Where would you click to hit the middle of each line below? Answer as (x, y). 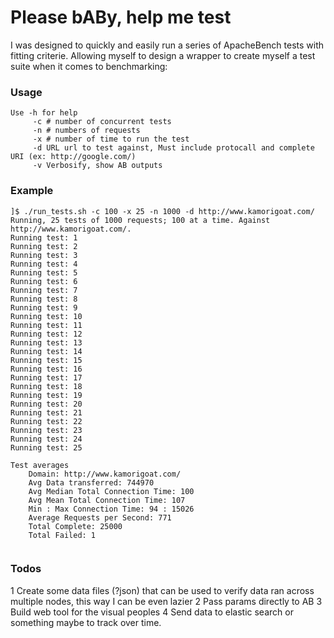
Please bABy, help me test (121, 17)
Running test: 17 (46, 377)
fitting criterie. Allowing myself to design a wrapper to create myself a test (163, 55)
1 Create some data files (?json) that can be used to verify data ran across (162, 590)
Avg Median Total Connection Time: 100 (111, 491)
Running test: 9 (44, 307)
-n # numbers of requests (86, 131)
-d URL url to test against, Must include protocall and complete (173, 148)
